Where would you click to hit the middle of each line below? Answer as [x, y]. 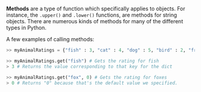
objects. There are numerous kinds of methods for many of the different [95, 21]
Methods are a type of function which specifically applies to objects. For [96, 9]
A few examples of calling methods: [50, 39]
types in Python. [26, 27]
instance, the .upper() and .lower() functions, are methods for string [92, 15]
